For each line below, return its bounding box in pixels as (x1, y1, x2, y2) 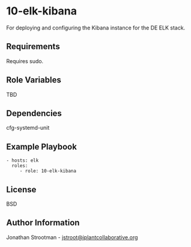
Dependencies (6, 108, 62, 118)
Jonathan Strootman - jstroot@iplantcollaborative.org (6, 233, 138, 241)
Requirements (6, 41, 60, 52)
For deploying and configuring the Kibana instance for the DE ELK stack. (6, 24, 186, 31)
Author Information (6, 218, 80, 228)
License (6, 184, 37, 195)
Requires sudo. (6, 57, 44, 64)
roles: (11, 163, 28, 169)
